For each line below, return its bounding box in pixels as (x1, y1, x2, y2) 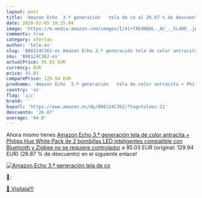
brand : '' (6, 98, 31, 104)
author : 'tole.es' (6, 43, 52, 49)
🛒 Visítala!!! (6, 185, 34, 193)
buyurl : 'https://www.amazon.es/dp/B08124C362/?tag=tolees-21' (6, 103, 168, 110)
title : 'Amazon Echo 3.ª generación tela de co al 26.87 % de (6, 14, 173, 20)
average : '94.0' (6, 115, 47, 121)
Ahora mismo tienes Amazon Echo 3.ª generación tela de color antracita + (6, 131, 190, 139)
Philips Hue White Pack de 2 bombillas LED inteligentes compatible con (6, 137, 183, 145)
